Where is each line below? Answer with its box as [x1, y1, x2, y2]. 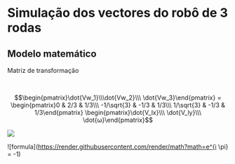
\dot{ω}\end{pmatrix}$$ [83, 116, 153, 124]
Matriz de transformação [7, 67, 79, 74]
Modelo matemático [7, 48, 97, 60]
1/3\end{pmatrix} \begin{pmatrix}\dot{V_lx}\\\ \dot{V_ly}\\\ [34, 109, 202, 116]
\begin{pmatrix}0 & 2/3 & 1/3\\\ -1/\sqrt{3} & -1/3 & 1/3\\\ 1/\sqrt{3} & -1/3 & [10, 101, 226, 109]
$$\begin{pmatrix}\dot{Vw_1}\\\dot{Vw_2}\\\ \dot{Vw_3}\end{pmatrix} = [14, 93, 222, 102]
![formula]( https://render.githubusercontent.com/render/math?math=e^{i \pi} [7, 142, 229, 151]
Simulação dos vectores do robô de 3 [7, 5, 228, 21]
